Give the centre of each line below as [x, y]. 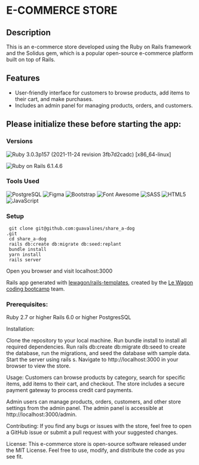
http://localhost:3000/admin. [42, 414]
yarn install [25, 255]
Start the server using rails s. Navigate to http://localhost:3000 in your [92, 360]
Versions [19, 141]
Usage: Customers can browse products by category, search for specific [96, 378]
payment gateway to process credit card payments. [70, 390]
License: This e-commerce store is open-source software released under [97, 444]
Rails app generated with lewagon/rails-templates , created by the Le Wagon [99, 283]
